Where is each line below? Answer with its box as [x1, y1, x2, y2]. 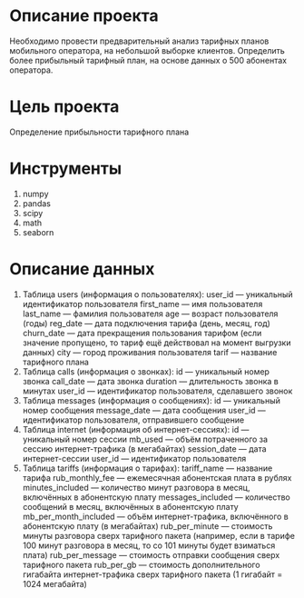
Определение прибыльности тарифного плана [9, 126, 190, 137]
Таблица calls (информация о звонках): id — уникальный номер [22, 365, 270, 377]
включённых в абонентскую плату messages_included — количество [22, 492, 290, 503]
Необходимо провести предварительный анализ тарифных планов [9, 35, 270, 46]
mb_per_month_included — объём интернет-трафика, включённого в [22, 511, 289, 522]
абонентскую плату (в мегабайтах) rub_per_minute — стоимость [22, 520, 273, 532]
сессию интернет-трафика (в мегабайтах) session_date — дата [22, 443, 267, 454]
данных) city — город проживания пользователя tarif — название [22, 346, 278, 357]
